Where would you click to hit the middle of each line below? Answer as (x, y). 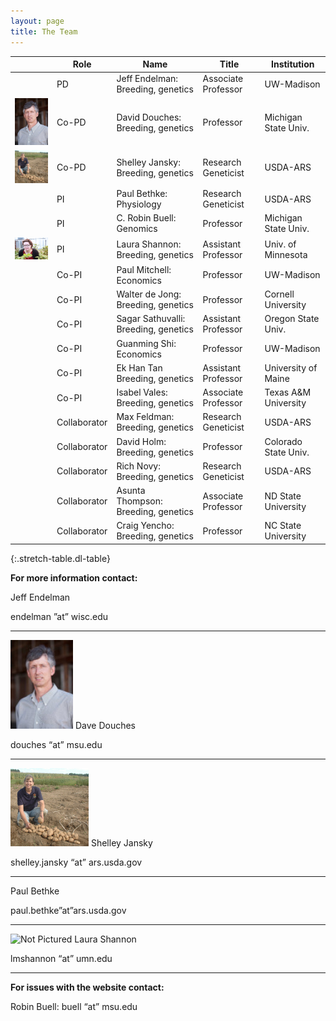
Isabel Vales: (142, 392)
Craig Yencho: (145, 526)
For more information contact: (74, 577)
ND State (283, 496)
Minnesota (286, 254)
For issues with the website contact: (87, 987)
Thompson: (139, 501)
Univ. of (280, 244)
